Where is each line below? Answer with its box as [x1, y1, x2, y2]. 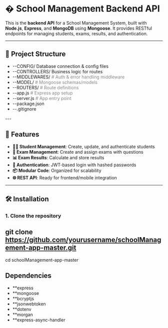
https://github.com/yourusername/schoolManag [5, 236, 161, 244]
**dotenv [12, 306, 31, 312]
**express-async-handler [12, 316, 65, 323]
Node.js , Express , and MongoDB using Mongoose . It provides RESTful [5, 25, 152, 31]
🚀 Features [5, 130, 39, 139]
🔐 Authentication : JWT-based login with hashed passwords [12, 162, 136, 168]
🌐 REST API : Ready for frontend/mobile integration [12, 174, 117, 180]
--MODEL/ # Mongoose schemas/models [12, 79, 97, 85]
